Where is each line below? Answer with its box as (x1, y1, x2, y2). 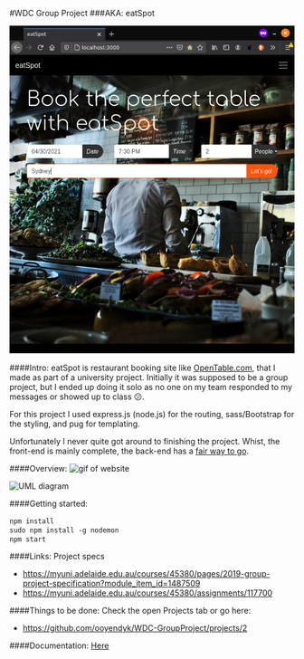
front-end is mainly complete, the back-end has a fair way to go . (9, 445, 250, 456)
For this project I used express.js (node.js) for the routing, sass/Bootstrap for (9, 409, 295, 420)
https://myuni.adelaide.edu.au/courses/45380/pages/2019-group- (22, 568, 271, 579)
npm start (9, 535, 47, 544)
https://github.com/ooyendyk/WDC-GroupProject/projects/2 (22, 623, 248, 634)
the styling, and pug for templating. (9, 418, 140, 429)
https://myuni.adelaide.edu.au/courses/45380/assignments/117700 (22, 587, 273, 598)
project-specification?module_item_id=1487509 (22, 578, 201, 589)
